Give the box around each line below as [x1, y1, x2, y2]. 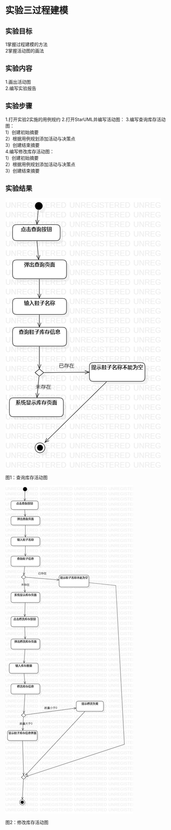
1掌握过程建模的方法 [5, 42, 48, 47]
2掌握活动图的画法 [5, 48, 45, 54]
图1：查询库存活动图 [5, 474, 48, 480]
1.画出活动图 [5, 79, 31, 85]
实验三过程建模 [5, 5, 69, 16]
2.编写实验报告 [5, 85, 37, 91]
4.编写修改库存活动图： [5, 148, 55, 155]
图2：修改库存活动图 [5, 819, 49, 825]
